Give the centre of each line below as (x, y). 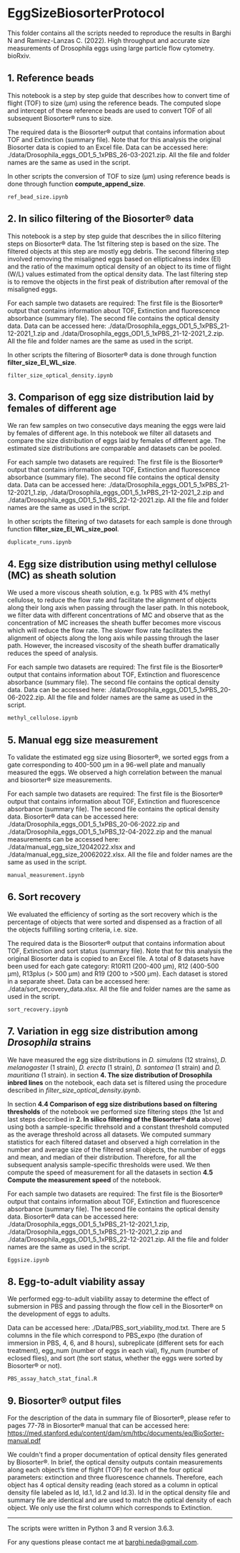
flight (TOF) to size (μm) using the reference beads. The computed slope (114, 103)
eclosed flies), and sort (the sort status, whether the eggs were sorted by (115, 1358)
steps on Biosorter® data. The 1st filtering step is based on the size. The (113, 244)
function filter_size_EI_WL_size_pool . (63, 529)
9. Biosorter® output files (64, 1400)
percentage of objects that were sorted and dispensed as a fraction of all (115, 922)
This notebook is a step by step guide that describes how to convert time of (119, 95)
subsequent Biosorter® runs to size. (60, 118)
